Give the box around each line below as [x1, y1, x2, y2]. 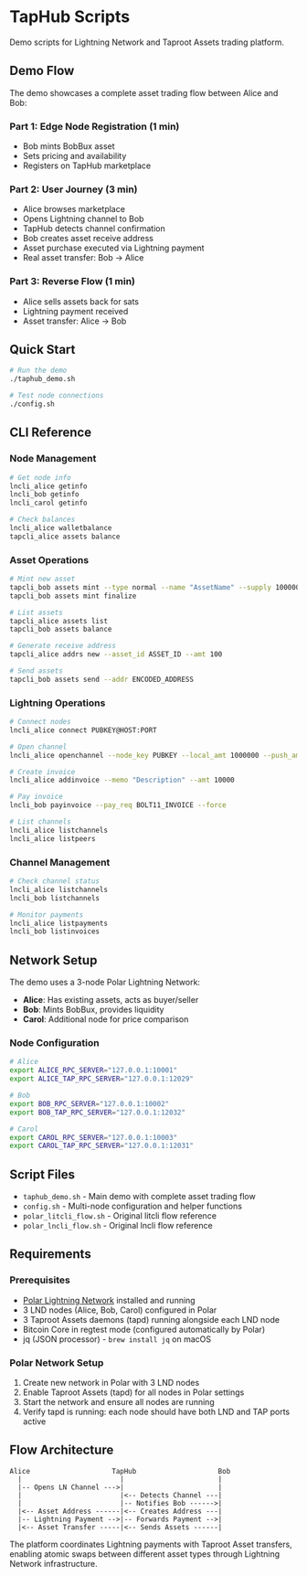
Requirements [9, 1246, 91, 1262]
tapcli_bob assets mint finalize [9, 591, 137, 601]
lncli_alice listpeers [9, 834, 96, 843]
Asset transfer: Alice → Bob [22, 315, 127, 326]
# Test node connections [9, 391, 104, 400]
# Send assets [9, 666, 64, 676]
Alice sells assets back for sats [22, 295, 140, 307]
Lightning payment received [22, 305, 129, 316]
